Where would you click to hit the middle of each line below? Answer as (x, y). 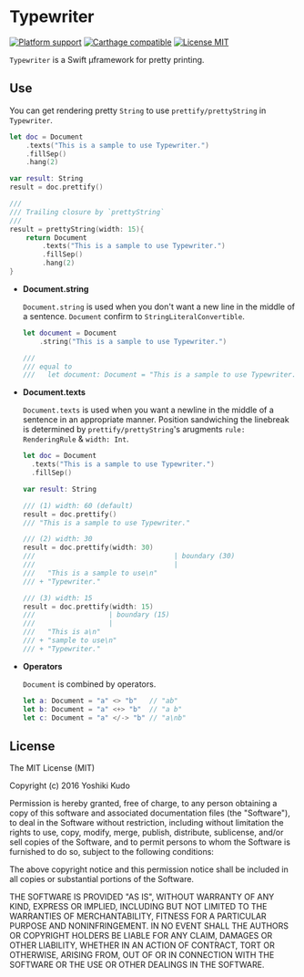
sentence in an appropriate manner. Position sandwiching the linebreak (156, 420)
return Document (57, 238)
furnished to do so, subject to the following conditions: (111, 852)
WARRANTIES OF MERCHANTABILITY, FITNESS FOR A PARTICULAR (138, 916)
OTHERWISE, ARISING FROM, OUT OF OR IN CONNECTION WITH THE (142, 955)
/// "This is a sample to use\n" (90, 573)
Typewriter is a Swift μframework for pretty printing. (107, 59)
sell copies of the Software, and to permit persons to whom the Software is (150, 842)
